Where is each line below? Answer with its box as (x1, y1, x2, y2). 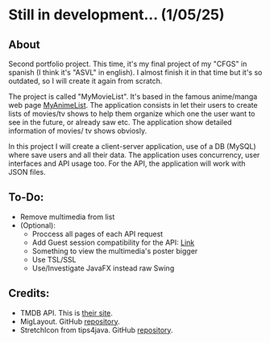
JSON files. (8, 167, 46, 176)
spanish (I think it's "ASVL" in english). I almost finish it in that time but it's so (8, 68, 263, 77)
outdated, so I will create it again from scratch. (8, 76, 163, 85)
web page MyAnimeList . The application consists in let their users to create (8, 101, 258, 110)
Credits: (8, 287, 50, 300)
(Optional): (19, 220, 56, 230)
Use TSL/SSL (31, 254, 77, 264)
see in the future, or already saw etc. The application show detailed (8, 118, 232, 126)
